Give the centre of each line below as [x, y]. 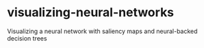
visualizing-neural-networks [91, 13]
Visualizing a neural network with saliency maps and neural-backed [102, 31]
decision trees [27, 38]
